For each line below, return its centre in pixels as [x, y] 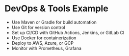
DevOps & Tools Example [56, 9]
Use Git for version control [38, 27]
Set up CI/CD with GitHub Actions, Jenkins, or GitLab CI [68, 32]
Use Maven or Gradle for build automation [54, 22]
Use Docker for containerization [44, 38]
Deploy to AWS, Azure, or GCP [43, 43]
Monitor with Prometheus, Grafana [47, 48]
